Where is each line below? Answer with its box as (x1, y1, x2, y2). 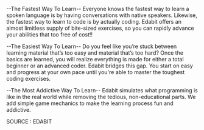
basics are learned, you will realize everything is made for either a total (6, 56, 184, 63)
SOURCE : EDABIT (6, 118, 52, 125)
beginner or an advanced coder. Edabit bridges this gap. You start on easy (6, 62, 193, 69)
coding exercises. (6, 75, 51, 82)
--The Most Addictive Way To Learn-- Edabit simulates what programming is (6, 87, 198, 94)
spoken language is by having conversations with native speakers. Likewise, (6, 12, 198, 19)
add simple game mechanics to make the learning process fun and (6, 100, 174, 107)
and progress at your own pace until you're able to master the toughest (6, 69, 185, 75)
